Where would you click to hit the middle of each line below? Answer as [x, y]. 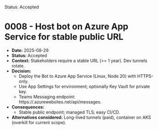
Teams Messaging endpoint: [47, 97]
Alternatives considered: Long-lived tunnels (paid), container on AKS [81, 117]
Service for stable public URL [64, 37]
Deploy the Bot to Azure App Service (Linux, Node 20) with [77, 76]
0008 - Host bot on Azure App [66, 27]
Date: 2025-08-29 [30, 50]
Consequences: [28, 107]
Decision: [21, 71]
